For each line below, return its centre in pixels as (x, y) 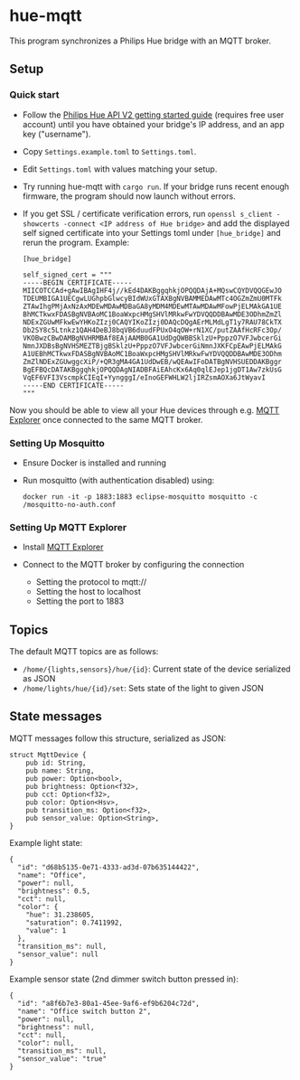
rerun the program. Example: (76, 242)
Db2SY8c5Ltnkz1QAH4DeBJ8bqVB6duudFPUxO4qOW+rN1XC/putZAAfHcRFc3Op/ (152, 330)
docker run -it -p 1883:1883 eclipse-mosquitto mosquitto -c (140, 497)
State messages (56, 716)
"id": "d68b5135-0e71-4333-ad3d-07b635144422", (109, 867)
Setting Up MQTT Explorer (68, 527)
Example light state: (46, 842)
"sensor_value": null (58, 954)
